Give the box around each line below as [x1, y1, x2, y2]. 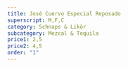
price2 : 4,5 [7, 43, 42, 50]
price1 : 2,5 [7, 36, 42, 43]
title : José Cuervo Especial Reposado [7, 10, 121, 17]
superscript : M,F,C [7, 17, 65, 24]
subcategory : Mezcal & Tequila [7, 29, 99, 37]
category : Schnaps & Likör [7, 23, 87, 30]
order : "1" [7, 50, 39, 57]
